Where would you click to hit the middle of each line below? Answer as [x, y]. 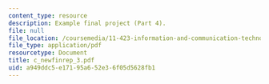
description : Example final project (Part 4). [87, 23]
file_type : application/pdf [55, 46]
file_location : [34, 38]
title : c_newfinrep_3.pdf [51, 61]
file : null [26, 30]
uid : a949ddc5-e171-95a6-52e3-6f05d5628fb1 [82, 68]
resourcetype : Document [48, 53]
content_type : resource [48, 16]
